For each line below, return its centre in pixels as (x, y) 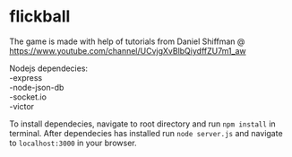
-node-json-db (37, 87)
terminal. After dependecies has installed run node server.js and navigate (146, 133)
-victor (21, 106)
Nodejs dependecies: (48, 68)
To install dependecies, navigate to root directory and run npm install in (142, 124)
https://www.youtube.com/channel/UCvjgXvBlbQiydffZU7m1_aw (128, 50)
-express (26, 77)
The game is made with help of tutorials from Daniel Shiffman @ (127, 41)
